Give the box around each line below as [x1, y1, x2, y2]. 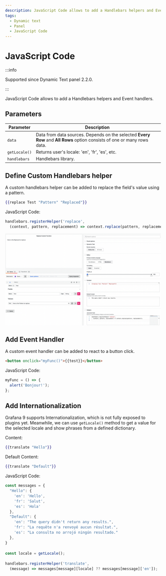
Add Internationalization [5, 402, 82, 410]
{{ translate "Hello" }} [5, 445, 52, 450]
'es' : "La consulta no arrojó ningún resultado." [14, 530, 119, 535]
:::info [5, 67, 17, 73]
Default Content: [5, 454, 39, 460]
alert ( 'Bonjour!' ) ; [9, 383, 50, 387]
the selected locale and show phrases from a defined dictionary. [5, 425, 136, 431]
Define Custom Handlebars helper [5, 172, 113, 180]
